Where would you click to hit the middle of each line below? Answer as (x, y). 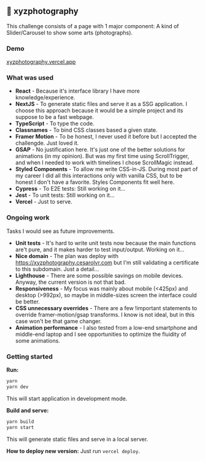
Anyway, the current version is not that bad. (71, 282)
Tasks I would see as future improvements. (60, 231)
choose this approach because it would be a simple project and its (99, 110)
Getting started (30, 356)
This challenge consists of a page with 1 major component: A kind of (93, 26)
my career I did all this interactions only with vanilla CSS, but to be (99, 176)
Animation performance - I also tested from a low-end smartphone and (106, 327)
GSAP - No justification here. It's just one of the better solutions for (100, 150)
